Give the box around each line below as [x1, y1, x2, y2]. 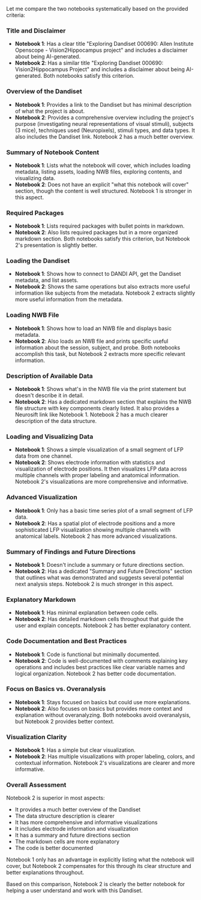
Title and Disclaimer [6, 27, 66, 35]
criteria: [6, 11, 26, 19]
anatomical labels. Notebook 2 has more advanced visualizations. [14, 533, 177, 540]
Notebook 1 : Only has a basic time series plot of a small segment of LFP [14, 507, 193, 514]
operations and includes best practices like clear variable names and [14, 663, 185, 670]
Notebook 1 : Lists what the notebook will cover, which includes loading [14, 161, 191, 169]
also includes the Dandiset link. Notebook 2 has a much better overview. [14, 133, 194, 140]
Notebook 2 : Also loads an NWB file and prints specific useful [14, 337, 169, 345]
